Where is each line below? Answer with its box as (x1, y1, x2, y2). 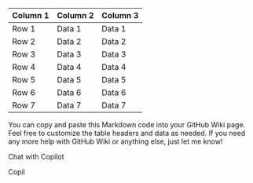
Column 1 (12, 10, 49, 20)
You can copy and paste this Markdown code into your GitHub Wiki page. (8, 120, 246, 129)
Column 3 (101, 10, 139, 20)
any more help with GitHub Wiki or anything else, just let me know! (8, 137, 223, 146)
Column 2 (57, 10, 94, 20)
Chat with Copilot (8, 152, 64, 161)
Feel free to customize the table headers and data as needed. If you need (8, 129, 246, 137)
